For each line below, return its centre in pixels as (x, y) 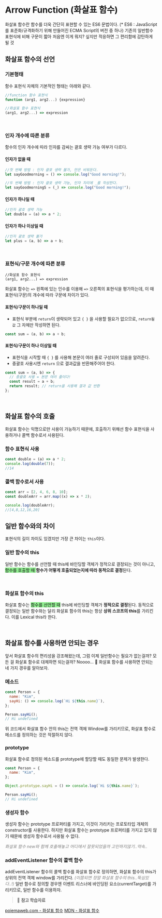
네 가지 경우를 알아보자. (27, 668)
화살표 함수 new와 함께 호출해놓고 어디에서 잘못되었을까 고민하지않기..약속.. (76, 847)
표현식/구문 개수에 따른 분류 (35, 264)
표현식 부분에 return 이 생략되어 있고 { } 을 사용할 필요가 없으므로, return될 (83, 319)
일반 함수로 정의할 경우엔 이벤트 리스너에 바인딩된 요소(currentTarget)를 (83, 884)
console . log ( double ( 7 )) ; (30, 464)
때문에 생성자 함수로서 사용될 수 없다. (45, 836)
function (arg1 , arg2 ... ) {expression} (45, 100)
